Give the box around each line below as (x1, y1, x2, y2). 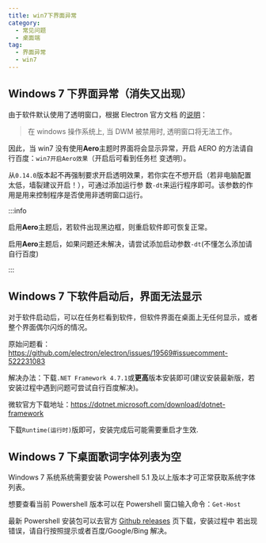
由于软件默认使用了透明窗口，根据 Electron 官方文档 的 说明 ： (8, 109, 208, 119)
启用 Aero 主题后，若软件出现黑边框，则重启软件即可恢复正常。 (8, 222, 212, 231)
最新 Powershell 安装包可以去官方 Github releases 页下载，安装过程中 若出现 (8, 516, 258, 526)
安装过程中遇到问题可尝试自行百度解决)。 (8, 382, 143, 392)
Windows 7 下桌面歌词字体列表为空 (8, 449, 182, 464)
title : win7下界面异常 (8, 11, 78, 20)
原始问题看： (8, 338, 50, 349)
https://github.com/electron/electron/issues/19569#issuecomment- (8, 348, 228, 358)
